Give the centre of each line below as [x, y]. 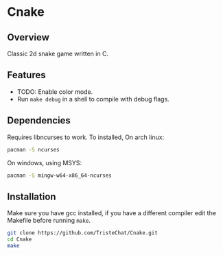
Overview [28, 37]
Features [26, 75]
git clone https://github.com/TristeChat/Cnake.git [82, 233]
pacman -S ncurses [33, 149]
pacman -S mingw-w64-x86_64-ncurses [59, 175]
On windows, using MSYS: [45, 162]
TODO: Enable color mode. [55, 92]
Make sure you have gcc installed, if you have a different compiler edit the [111, 213]
